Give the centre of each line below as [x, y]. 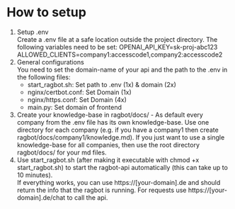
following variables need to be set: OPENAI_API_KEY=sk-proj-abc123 [117, 47]
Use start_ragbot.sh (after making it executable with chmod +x [108, 159]
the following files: [44, 77]
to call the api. [87, 197]
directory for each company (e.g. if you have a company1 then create [117, 130]
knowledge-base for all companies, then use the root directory [108, 145]
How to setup [46, 12]
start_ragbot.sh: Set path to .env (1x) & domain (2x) [102, 84]
